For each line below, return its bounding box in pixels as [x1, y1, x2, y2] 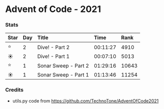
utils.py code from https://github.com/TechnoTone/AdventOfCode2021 [12, 97, 159, 103]
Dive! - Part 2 [37, 43, 70, 50]
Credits [5, 86, 24, 93]
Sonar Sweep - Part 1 [37, 71, 89, 78]
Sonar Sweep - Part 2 [37, 62, 89, 69]
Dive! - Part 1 [37, 53, 70, 60]
